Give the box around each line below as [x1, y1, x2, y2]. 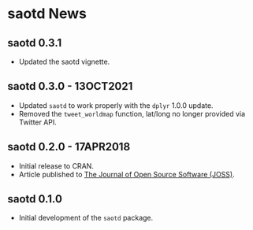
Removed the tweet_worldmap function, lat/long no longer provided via [18, 109, 246, 118]
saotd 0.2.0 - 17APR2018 [7, 140, 131, 154]
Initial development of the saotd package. [18, 213, 154, 223]
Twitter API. [18, 117, 57, 127]
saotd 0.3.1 [7, 36, 62, 50]
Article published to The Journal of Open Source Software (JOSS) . [18, 169, 235, 179]
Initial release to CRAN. [18, 161, 94, 170]
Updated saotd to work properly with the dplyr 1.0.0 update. [18, 100, 214, 110]
